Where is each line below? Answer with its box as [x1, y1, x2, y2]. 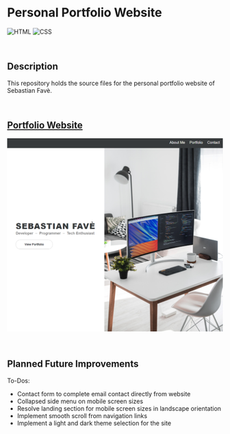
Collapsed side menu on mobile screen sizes [16, 397, 144, 405]
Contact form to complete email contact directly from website [16, 389, 191, 398]
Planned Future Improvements [7, 358, 139, 370]
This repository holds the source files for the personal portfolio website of [7, 79, 216, 87]
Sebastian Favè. [7, 86, 53, 94]
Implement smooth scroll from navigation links [16, 411, 148, 420]
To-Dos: [7, 376, 30, 385]
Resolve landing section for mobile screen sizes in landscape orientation [16, 404, 221, 413]
